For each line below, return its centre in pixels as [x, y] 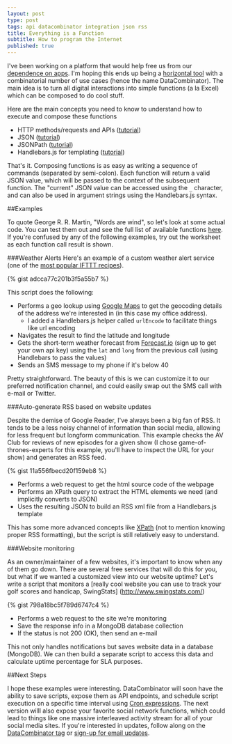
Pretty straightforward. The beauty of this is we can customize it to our [108, 378]
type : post [23, 20]
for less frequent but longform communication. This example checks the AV [115, 435]
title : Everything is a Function [56, 33]
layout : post [26, 14]
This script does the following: [50, 292]
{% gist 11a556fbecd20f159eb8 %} [57, 471]
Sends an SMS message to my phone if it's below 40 [93, 365]
